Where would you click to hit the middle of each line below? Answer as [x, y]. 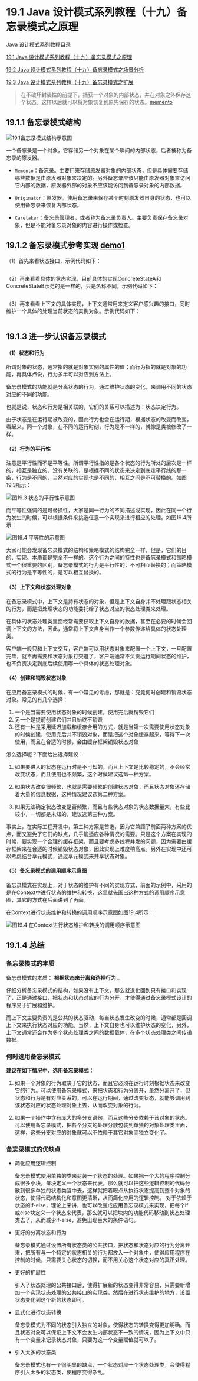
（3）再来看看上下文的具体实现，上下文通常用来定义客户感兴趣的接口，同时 [98, 303]
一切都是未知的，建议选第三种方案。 [74, 814]
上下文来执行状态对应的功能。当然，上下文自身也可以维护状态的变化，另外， [99, 1025]
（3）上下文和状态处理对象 [39, 587]
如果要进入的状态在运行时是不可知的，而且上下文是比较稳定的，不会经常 [102, 766]
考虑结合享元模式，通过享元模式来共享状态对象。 [70, 856]
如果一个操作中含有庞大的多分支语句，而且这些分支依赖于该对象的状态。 [102, 1117]
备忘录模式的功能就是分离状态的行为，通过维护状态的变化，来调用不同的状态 [99, 387]
